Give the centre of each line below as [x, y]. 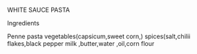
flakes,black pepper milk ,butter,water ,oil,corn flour [81, 43]
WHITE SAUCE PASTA [39, 10]
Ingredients [24, 23]
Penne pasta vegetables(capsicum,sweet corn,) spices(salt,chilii [99, 36]
